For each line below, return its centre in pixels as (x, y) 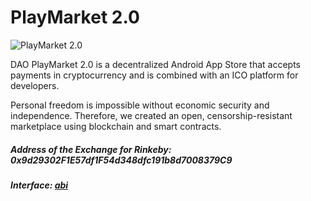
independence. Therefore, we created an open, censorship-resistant (151, 115)
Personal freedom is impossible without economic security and (140, 105)
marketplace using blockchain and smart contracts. (116, 126)
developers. (35, 85)
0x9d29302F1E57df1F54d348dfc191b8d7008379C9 (121, 160)
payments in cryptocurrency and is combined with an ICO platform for (154, 75)
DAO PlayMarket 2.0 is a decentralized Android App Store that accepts (155, 64)
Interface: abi (39, 185)
